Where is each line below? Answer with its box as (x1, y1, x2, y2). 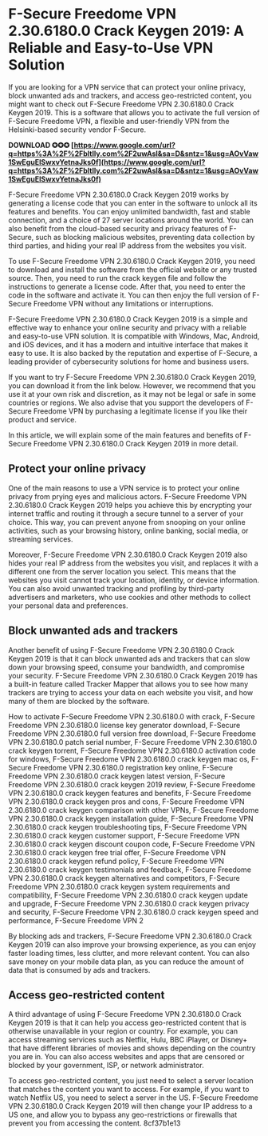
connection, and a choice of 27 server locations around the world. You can (8, 215, 254, 225)
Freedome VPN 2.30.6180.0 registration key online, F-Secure (33, 762, 234, 772)
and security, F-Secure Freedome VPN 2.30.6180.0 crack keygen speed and (8, 907, 259, 917)
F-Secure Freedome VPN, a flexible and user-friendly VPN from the (8, 116, 230, 126)
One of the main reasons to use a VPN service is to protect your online (8, 483, 240, 493)
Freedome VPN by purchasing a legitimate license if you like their (33, 406, 248, 416)
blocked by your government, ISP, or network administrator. (8, 1061, 205, 1070)
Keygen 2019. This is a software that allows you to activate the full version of (8, 107, 260, 117)
